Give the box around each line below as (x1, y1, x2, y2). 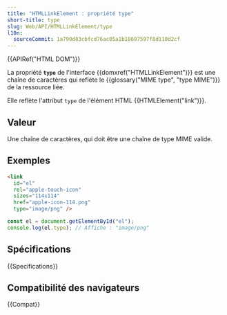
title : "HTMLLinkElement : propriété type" (7, 10, 135, 17)
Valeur (7, 116, 37, 128)
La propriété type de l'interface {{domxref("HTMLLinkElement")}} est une (7, 69, 216, 77)
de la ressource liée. (7, 83, 65, 91)
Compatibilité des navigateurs (7, 282, 140, 294)
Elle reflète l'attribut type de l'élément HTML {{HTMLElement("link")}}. (7, 96, 207, 105)
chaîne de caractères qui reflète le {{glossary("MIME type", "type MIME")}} (7, 75, 221, 84)
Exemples (7, 155, 50, 167)
